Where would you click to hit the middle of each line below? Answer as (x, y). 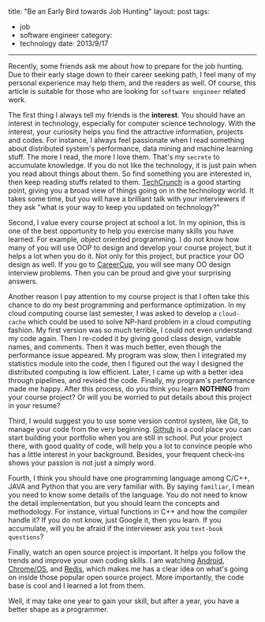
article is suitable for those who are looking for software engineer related (127, 91)
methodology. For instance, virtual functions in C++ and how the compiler (128, 511)
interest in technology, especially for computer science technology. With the (132, 123)
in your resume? (34, 405)
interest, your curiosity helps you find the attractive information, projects (126, 132)
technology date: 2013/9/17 (64, 43)
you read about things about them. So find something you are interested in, (130, 174)
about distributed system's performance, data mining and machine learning (131, 148)
